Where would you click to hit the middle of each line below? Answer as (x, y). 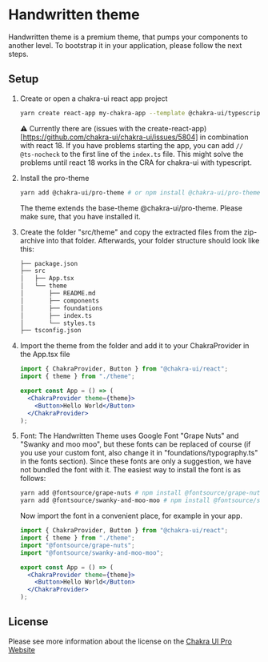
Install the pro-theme (54, 178)
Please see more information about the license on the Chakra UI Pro (120, 641)
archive (32, 240)
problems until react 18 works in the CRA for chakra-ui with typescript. (136, 162)
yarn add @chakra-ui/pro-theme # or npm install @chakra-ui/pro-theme (140, 193)
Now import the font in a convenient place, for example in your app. (131, 516)
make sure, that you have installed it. (80, 216)
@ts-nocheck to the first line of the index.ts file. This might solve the (132, 154)
